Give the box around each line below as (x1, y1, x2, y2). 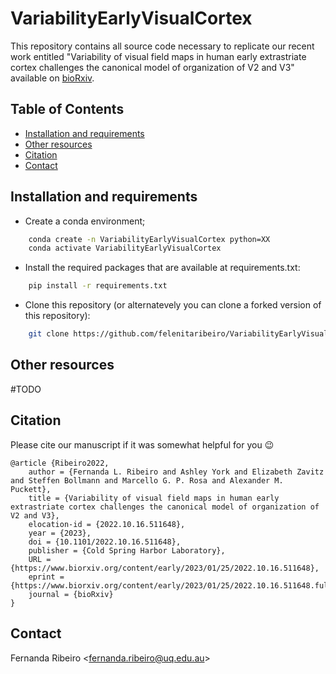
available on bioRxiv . (10, 72, 95, 84)
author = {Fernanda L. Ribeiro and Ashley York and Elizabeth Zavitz (28, 467, 325, 477)
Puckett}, (10, 484, 52, 494)
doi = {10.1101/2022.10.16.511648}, (28, 537, 182, 547)
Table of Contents (10, 101, 125, 118)
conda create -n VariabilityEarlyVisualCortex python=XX (28, 234, 271, 244)
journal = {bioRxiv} (28, 589, 114, 599)
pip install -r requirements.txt (28, 281, 168, 291)
